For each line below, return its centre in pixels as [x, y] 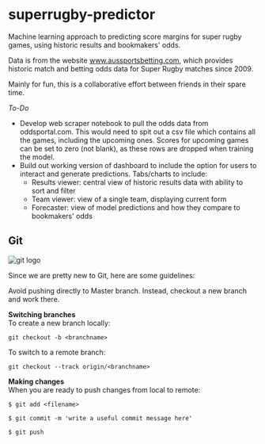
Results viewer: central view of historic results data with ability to [137, 182]
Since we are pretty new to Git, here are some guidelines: [102, 275]
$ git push [26, 432]
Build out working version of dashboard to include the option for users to [138, 165]
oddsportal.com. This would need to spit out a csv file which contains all [137, 132]
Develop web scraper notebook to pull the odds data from [114, 123]
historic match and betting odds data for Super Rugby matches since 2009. [131, 68]
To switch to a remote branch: [57, 352]
